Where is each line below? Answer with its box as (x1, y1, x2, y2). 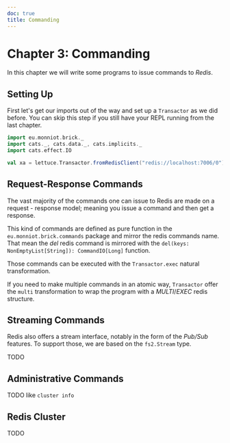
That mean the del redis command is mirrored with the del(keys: (7, 239, 190, 247)
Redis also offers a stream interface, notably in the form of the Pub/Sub (7, 333, 209, 341)
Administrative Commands (7, 372, 125, 384)
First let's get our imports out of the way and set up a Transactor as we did (7, 107, 218, 115)
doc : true (7, 10, 36, 17)
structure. (7, 294, 35, 303)
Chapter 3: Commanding (7, 46, 151, 62)
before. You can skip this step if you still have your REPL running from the (7, 114, 214, 122)
